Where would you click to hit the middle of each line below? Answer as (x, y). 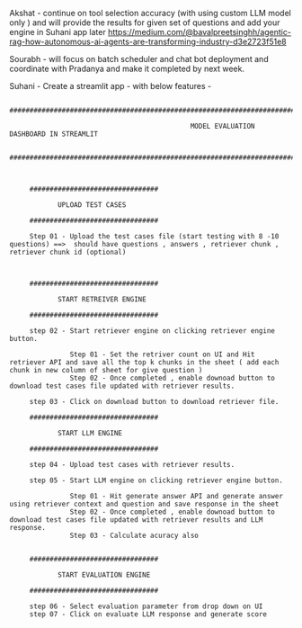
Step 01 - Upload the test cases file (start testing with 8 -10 (154, 237)
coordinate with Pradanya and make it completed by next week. (127, 68)
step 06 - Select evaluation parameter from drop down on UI (146, 606)
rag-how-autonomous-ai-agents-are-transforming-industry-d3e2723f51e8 (148, 41)
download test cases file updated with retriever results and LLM (136, 520)
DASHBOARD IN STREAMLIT (54, 134)
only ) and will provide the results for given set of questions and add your (145, 22)
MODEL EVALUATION (222, 126)
